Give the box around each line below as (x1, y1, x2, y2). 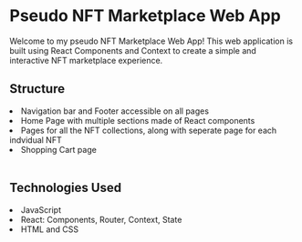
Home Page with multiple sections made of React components (21, 115, 255, 126)
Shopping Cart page (21, 144, 98, 155)
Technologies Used (9, 180, 121, 196)
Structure (9, 81, 66, 96)
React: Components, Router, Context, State (21, 214, 182, 225)
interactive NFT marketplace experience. (9, 55, 163, 66)
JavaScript (21, 204, 62, 215)
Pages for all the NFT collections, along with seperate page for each (21, 125, 277, 136)
